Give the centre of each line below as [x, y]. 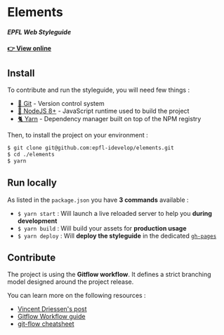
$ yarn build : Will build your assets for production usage [102, 228]
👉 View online [29, 48]
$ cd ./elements [31, 155]
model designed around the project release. [71, 282]
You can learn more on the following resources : [77, 296]
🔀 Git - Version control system [61, 104]
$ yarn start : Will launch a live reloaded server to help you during [115, 213]
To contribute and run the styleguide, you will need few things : [99, 90]
